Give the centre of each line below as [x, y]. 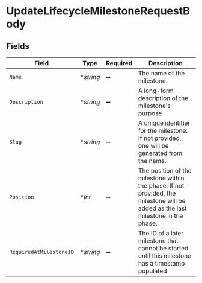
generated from [160, 153]
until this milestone [164, 256]
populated [152, 271]
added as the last [162, 208]
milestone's [155, 106]
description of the [163, 98]
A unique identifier [164, 123]
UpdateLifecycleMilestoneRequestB [98, 11]
